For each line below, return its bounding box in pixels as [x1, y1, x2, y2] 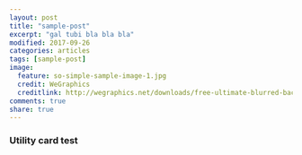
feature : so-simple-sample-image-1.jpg [17, 72, 167, 81]
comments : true [9, 96, 67, 106]
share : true [9, 105, 54, 114]
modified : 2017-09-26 [9, 38, 91, 47]
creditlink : [17, 88, 63, 97]
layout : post [9, 13, 58, 22]
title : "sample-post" [9, 22, 91, 30]
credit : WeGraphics [17, 80, 91, 89]
